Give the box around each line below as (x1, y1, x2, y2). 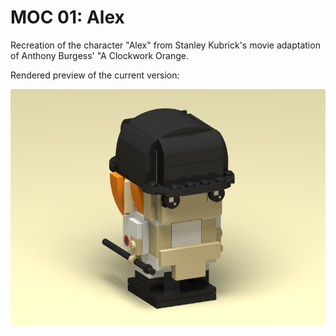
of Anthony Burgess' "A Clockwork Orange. (10, 49, 190, 61)
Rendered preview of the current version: (10, 69, 180, 81)
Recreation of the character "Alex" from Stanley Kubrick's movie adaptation (10, 39, 321, 51)
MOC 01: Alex (10, 6, 125, 29)
